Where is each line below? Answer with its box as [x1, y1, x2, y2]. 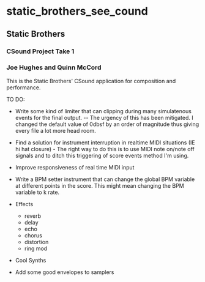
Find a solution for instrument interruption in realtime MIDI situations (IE [15, 139, 195, 146]
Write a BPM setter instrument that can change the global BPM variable [15, 176, 195, 183]
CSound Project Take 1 [6, 47, 75, 56]
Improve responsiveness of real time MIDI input [15, 163, 135, 171]
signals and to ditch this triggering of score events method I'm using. [15, 152, 189, 159]
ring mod [24, 245, 48, 252]
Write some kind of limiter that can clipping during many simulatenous [15, 107, 192, 114]
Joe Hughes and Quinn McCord [6, 63, 102, 72]
